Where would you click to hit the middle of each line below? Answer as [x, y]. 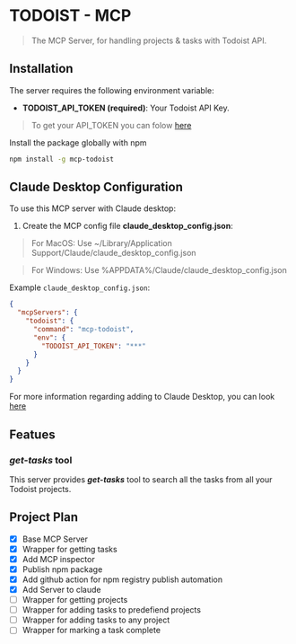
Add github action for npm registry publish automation [122, 579]
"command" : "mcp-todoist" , [83, 330]
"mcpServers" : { [48, 313]
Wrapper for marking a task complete [91, 631]
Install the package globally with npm [78, 142]
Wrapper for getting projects [75, 600]
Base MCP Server [55, 539]
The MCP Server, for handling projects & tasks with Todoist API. [149, 40]
